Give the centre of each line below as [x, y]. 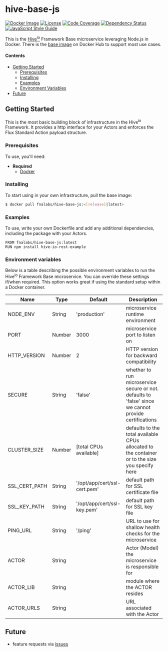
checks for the [143, 533]
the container [141, 452]
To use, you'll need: [25, 156]
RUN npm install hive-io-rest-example [45, 247]
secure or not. [142, 388]
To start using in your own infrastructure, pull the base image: [69, 195]
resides [134, 593]
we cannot [138, 407]
